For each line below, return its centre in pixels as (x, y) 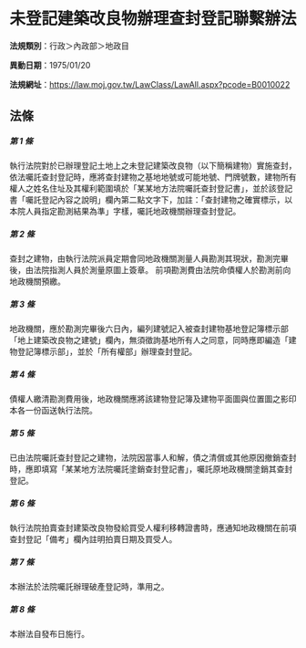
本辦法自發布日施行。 (49, 634)
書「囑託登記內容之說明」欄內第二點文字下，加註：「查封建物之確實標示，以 (151, 200)
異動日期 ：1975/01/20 (50, 65)
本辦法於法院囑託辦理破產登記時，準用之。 (89, 587)
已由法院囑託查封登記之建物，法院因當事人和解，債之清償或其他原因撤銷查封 (153, 458)
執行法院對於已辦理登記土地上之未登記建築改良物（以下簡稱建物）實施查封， (153, 166)
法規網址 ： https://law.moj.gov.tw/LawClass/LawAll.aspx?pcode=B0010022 (150, 84)
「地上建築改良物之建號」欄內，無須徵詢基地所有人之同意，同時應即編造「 (149, 340)
